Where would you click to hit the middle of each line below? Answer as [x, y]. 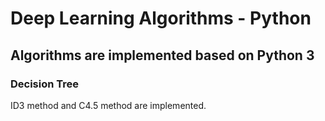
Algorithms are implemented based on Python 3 [162, 55]
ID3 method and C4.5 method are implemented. [108, 105]
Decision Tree [45, 84]
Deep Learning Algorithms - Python [161, 18]
